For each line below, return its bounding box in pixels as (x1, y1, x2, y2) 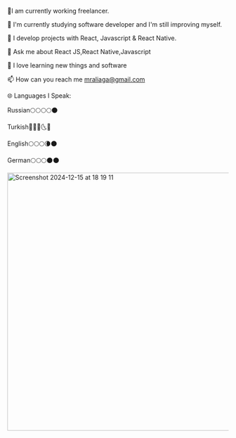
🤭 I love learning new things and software (7, 61, 127, 70)
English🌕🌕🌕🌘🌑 (7, 139, 58, 148)
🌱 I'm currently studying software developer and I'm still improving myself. (7, 20, 223, 28)
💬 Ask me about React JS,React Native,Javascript (7, 48, 151, 56)
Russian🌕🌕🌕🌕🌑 (7, 106, 58, 114)
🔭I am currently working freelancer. (7, 7, 110, 15)
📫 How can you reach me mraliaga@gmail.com (7, 75, 145, 84)
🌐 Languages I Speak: (7, 91, 72, 100)
